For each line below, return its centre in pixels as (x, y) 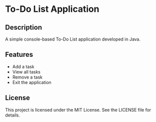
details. (13, 115)
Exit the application (32, 82)
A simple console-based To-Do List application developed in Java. (73, 39)
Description (24, 27)
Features (19, 55)
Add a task (23, 66)
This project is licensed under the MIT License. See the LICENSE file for (78, 110)
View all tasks (26, 72)
